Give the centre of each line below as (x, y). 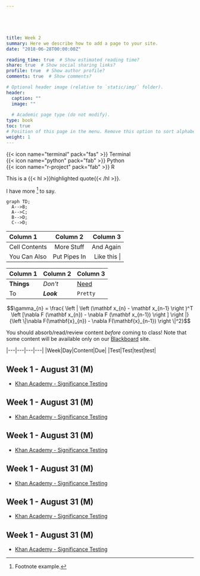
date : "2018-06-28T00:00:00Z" (44, 49)
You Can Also (28, 257)
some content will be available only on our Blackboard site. (78, 339)
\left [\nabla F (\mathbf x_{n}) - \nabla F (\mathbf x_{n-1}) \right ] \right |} (100, 315)
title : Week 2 (24, 38)
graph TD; (18, 202)
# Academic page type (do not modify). (61, 115)
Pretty (86, 294)
